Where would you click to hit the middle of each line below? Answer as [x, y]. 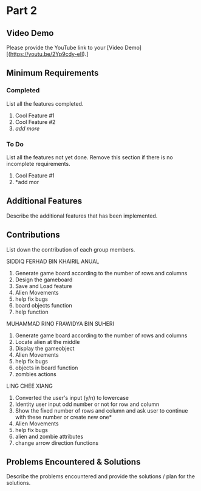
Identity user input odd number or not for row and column [87, 404]
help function [32, 312]
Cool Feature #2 [35, 122]
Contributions [33, 235]
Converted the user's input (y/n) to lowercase [72, 397]
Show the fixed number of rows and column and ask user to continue [101, 410]
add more [27, 128]
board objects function [43, 305]
